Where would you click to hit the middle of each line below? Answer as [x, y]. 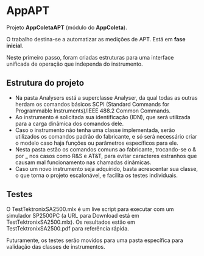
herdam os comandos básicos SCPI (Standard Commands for [92, 104]
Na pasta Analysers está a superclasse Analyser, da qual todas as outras [106, 97]
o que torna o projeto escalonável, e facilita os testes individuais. [97, 175]
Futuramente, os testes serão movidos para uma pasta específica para [95, 240]
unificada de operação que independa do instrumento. [75, 64]
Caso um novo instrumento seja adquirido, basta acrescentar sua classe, [106, 168]
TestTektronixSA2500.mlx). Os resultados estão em [71, 222]
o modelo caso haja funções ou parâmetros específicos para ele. [97, 143]
